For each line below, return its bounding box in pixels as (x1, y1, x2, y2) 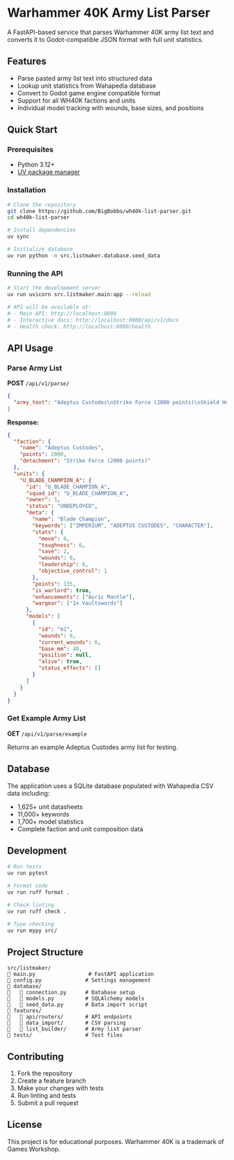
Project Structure (7, 946, 84, 958)
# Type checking (7, 920, 54, 927)
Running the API (7, 268, 63, 278)
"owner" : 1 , (25, 496, 61, 503)
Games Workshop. (7, 1145, 61, 1153)
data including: (7, 789, 50, 797)
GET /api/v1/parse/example (7, 729, 87, 738)
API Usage (7, 342, 54, 354)
